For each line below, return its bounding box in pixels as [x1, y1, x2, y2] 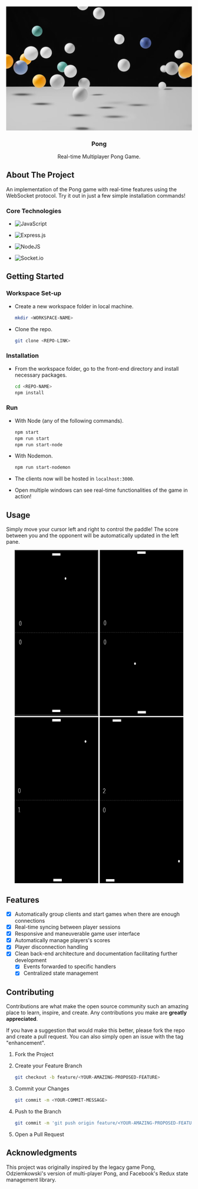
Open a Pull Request [14, 1131, 65, 1138]
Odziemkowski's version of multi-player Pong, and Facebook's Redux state [6, 1170, 189, 1177]
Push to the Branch [14, 1108, 62, 1115]
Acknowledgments [6, 1148, 78, 1158]
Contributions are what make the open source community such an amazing [6, 1003, 189, 1010]
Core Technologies [6, 207, 62, 215]
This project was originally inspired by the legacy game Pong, [6, 1164, 156, 1171]
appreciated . [6, 1015, 38, 1023]
